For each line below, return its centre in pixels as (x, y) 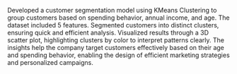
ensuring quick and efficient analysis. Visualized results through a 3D (108, 32)
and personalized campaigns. (51, 62)
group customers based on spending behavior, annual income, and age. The (118, 18)
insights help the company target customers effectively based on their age (116, 48)
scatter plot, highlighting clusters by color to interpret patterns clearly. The (116, 40)
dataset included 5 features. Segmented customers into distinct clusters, (113, 25)
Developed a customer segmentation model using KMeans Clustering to (112, 10)
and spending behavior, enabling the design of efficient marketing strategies (118, 55)
